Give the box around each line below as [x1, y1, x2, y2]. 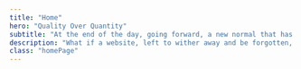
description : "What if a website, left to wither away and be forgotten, [9, 38, 294, 47]
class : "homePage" [9, 47, 79, 56]
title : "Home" [9, 13, 63, 22]
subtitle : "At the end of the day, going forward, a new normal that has [9, 30, 294, 39]
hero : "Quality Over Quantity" [9, 22, 127, 30]
